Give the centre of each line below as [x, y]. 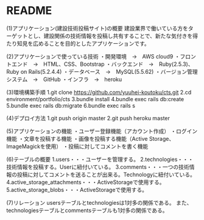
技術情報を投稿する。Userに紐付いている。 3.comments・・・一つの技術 [98, 167]
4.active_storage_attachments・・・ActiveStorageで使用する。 [86, 182]
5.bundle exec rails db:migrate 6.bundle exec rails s [71, 105]
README [29, 11]
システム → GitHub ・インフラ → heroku [64, 79]
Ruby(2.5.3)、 [176, 64]
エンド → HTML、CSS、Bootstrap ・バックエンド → [83, 64]
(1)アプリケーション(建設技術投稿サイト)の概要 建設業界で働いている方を [97, 28]
